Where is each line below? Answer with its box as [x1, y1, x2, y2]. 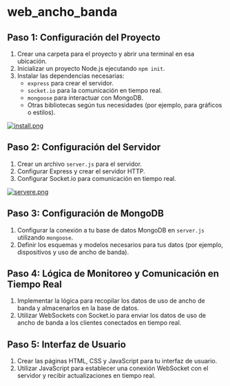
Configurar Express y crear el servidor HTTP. [17, 167, 146, 175]
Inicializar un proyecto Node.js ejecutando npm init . [17, 65, 165, 72]
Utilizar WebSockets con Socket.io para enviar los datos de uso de [17, 311, 207, 320]
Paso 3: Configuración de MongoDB [7, 208, 164, 219]
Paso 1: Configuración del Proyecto [7, 32, 160, 43]
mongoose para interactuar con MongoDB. [27, 94, 143, 102]
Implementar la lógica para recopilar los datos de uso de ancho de [17, 297, 205, 305]
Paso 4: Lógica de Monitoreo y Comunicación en [7, 268, 219, 279]
